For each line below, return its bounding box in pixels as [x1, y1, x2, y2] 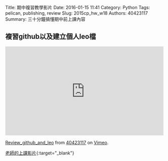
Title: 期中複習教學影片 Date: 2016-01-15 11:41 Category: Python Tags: [5, 5, 150, 10]
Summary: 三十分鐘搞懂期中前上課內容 [5, 16, 86, 22]
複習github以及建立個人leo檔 [5, 32, 96, 41]
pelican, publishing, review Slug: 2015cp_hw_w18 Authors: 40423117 [5, 10, 148, 16]
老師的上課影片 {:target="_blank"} [5, 150, 74, 156]
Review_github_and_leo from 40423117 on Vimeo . [5, 139, 109, 145]
